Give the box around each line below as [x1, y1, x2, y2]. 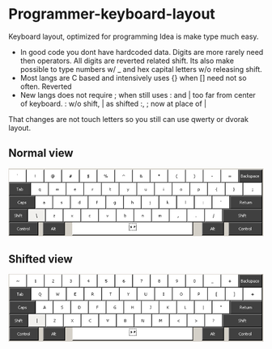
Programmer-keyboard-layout [8, 5, 216, 23]
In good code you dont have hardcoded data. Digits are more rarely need [19, 47, 264, 57]
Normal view [8, 146, 74, 160]
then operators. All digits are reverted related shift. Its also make [19, 56, 235, 65]
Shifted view [8, 252, 73, 266]
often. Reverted [19, 82, 72, 91]
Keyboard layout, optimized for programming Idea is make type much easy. [8, 32, 259, 41]
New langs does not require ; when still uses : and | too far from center [19, 90, 257, 99]
